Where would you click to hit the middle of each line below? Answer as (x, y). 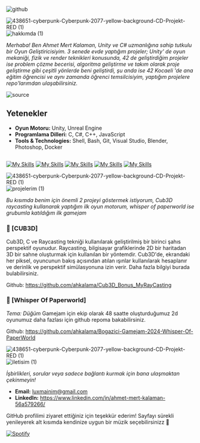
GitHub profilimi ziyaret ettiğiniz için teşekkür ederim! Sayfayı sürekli (90, 415)
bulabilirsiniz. (22, 273)
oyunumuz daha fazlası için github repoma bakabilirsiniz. (76, 319)
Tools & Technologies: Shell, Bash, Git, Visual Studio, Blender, (91, 140)
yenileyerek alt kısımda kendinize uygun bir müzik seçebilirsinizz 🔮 (88, 422)
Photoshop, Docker (39, 147)
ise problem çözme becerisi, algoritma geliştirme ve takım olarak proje (93, 64)
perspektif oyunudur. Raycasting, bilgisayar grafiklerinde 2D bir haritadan (96, 248)
